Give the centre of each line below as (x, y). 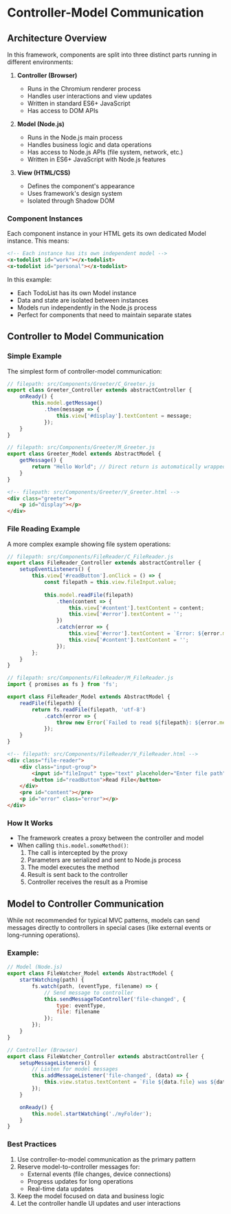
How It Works (30, 823)
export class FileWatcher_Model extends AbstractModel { (90, 973)
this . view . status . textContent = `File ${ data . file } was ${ (130, 1082)
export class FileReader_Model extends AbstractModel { (89, 697)
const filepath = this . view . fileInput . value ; (110, 583)
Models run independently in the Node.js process (87, 307)
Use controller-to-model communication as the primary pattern (106, 1159)
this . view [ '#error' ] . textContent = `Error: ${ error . (146, 634)
